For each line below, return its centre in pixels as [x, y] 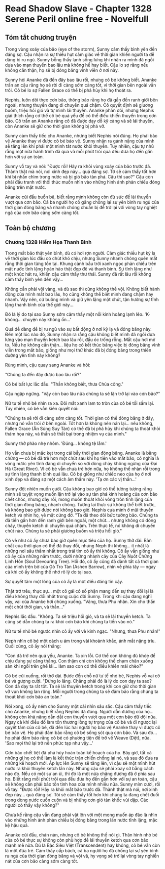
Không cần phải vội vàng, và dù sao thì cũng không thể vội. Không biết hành [82, 289]
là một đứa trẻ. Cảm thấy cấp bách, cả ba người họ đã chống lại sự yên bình [82, 850]
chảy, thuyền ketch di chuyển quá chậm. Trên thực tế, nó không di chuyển [80, 525]
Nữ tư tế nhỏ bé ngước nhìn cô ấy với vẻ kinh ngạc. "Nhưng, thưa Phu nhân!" [83, 631]
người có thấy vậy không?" [32, 805]
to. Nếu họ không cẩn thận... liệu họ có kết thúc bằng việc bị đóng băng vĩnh [83, 345]
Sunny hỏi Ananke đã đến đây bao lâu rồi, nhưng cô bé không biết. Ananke [81, 80]
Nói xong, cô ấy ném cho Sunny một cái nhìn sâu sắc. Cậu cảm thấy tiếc [78, 706]
